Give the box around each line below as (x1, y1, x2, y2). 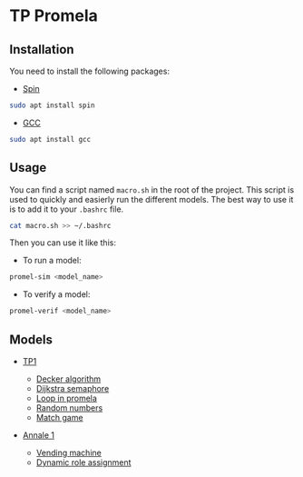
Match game (35, 412, 83, 422)
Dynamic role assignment (35, 457, 132, 468)
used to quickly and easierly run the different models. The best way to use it (9, 194, 294, 204)
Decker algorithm (35, 373, 102, 384)
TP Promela (9, 5, 98, 26)
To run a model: (22, 255, 82, 266)
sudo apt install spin (9, 101, 95, 110)
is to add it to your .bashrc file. (9, 204, 124, 214)
